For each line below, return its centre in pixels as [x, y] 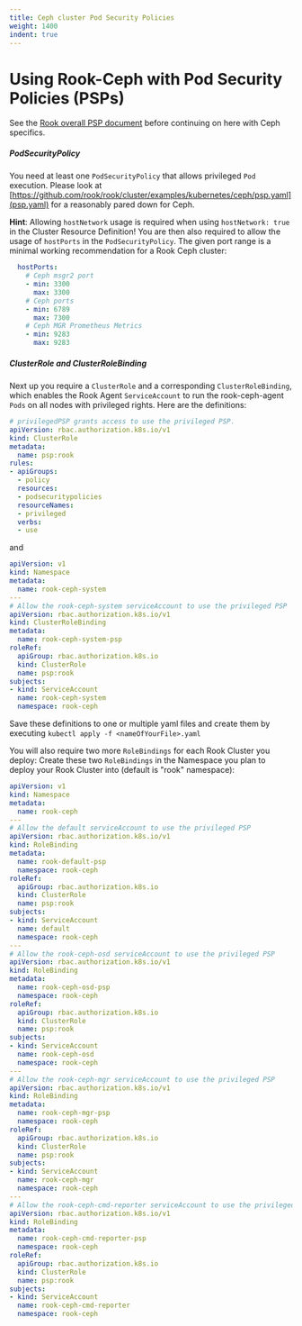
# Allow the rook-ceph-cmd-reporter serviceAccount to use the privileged [152, 1205]
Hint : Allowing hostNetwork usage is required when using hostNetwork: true [150, 223]
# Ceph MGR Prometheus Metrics [84, 326]
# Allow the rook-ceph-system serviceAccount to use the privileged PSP [148, 606]
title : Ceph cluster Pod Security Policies [92, 18]
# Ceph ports [50, 301]
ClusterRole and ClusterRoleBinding [78, 363]
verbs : [30, 522]
